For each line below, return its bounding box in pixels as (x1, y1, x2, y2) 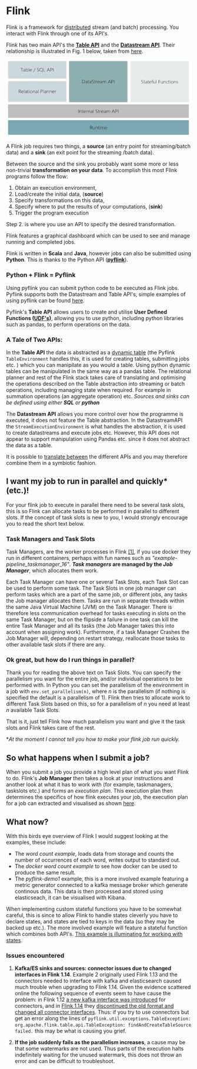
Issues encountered (6, 951, 65, 959)
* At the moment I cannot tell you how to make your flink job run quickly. (6, 735, 180, 743)
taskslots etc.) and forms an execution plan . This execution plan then (6, 787, 173, 794)
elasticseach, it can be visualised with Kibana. (14, 894, 126, 901)
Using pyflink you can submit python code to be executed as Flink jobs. (6, 284, 179, 291)
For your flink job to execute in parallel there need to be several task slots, (6, 501, 185, 508)
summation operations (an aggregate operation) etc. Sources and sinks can (6, 392, 190, 400)
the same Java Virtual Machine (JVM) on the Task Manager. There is (6, 603, 172, 611)
